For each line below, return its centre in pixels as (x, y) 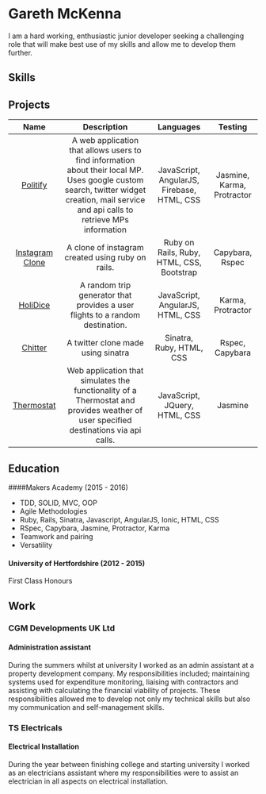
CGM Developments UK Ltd (62, 628)
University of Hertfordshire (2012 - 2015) (76, 563)
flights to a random (105, 315)
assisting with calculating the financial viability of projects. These (114, 690)
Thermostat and (105, 400)
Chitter (34, 348)
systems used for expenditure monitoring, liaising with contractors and (123, 682)
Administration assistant (49, 647)
